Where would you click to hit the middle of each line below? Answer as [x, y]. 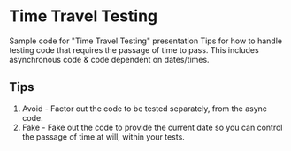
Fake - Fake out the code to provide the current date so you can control [152, 127]
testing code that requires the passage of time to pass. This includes [134, 49]
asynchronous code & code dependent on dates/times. [109, 59]
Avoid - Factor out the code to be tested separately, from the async [145, 109]
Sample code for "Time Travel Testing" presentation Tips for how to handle [146, 41]
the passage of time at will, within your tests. [103, 136]
